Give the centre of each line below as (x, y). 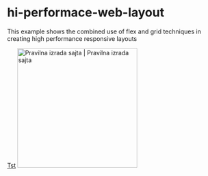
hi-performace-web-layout (86, 13)
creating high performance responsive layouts (72, 38)
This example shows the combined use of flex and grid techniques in (104, 31)
